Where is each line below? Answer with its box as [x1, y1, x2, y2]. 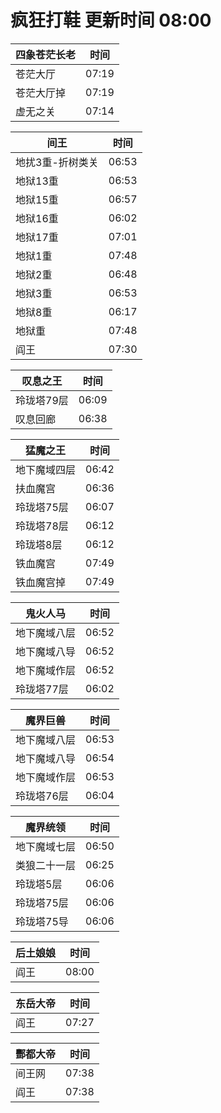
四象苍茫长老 [15, 47, 77, 61]
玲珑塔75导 [15, 914, 69, 928]
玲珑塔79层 [15, 393, 69, 407]
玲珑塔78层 [15, 519, 69, 533]
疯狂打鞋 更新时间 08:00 [10, 9, 212, 32]
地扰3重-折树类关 [15, 155, 99, 169]
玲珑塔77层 [15, 682, 69, 696]
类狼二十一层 [15, 858, 77, 872]
